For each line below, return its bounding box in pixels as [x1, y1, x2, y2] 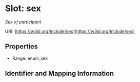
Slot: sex [5, 3, 41, 14]
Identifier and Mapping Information [5, 69, 114, 78]
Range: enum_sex [12, 55, 48, 61]
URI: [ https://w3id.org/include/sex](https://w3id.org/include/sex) [5, 28, 135, 34]
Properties [5, 42, 38, 51]
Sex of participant [5, 19, 41, 25]
